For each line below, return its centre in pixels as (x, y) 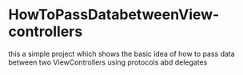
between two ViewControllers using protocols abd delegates (108, 62)
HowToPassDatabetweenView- (114, 15)
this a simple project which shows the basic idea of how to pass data (122, 53)
